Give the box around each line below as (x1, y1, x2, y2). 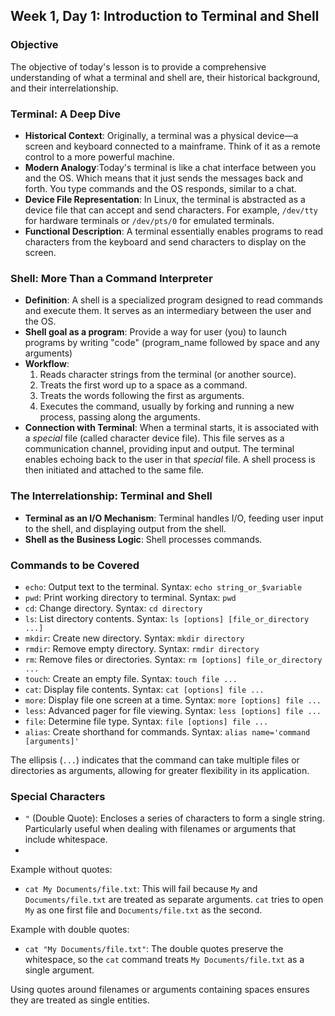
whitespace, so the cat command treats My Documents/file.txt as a (24, 954, 305, 966)
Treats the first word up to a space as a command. (39, 379, 248, 391)
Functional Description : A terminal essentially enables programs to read (24, 225, 324, 237)
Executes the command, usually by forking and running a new (39, 400, 295, 413)
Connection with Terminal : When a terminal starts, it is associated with (24, 422, 320, 434)
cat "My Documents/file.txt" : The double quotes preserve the (24, 943, 284, 955)
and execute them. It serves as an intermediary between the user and (24, 305, 312, 317)
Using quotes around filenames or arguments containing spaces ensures (10, 984, 310, 996)
